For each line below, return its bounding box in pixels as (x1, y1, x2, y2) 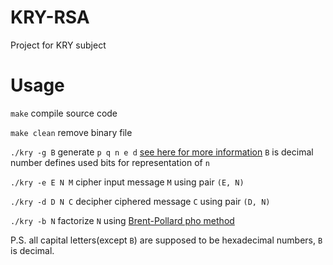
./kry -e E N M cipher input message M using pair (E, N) (10, 176, 245, 188)
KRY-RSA (10, 6, 90, 29)
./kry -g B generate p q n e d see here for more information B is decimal (10, 146, 314, 158)
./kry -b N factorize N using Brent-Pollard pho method (10, 214, 235, 226)
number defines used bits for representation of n (10, 156, 210, 168)
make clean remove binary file (10, 126, 133, 138)
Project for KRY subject (10, 39, 107, 51)
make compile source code (10, 107, 118, 119)
